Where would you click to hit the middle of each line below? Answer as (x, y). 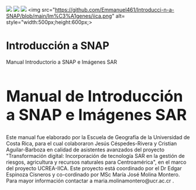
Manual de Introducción (94, 96)
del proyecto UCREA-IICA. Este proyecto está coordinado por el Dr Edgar (94, 168)
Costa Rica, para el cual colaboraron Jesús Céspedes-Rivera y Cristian (92, 143)
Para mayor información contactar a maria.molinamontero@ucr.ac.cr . (90, 181)
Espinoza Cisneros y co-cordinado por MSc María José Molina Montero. (93, 174)
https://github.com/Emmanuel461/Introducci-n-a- (114, 10)
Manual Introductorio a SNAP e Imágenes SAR (62, 62)
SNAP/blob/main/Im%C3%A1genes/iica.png (59, 16)
